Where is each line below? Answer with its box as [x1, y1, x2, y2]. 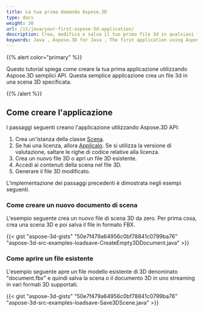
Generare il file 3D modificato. [15, 167, 90, 174]
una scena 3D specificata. [6, 78, 72, 85]
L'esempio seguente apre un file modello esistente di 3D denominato [6, 268, 178, 276]
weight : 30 [6, 20, 34, 26]
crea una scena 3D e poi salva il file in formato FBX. [6, 221, 135, 228]
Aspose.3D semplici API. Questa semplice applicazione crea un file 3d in [6, 72, 188, 79]
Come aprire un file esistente [6, 254, 93, 263]
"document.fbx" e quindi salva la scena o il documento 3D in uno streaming [6, 274, 195, 282]
